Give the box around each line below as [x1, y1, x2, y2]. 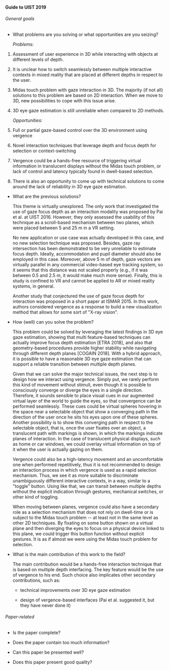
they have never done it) [20, 602, 71, 608]
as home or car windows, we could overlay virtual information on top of [12, 441, 161, 447]
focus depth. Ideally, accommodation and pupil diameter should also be [12, 251, 161, 257]
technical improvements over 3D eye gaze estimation [20, 587, 131, 593]
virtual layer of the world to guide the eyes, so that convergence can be [12, 398, 161, 404]
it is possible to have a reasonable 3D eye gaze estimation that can [12, 356, 152, 362]
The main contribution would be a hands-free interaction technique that [12, 561, 161, 567]
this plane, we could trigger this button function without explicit [12, 531, 144, 537]
